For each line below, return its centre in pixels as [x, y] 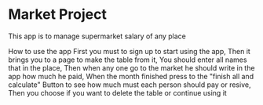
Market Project [58, 14]
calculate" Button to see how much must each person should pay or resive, [130, 85]
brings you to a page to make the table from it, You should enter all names [128, 60]
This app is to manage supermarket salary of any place [97, 36]
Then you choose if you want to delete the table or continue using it [118, 92]
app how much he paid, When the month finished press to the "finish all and [131, 76]
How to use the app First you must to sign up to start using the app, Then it [130, 51]
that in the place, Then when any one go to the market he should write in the [131, 67]
